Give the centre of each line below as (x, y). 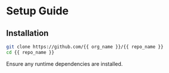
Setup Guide (37, 11)
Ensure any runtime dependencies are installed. (65, 63)
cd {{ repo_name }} (30, 52)
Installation (27, 33)
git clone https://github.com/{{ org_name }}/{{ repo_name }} (85, 47)
